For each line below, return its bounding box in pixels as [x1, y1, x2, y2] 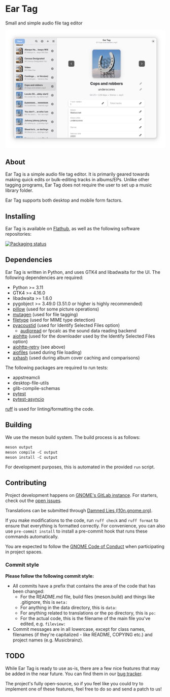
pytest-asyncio [12, 396, 45, 402]
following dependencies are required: [5, 274, 84, 281]
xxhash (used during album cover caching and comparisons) [12, 354, 140, 360]
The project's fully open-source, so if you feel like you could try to [5, 680, 144, 686]
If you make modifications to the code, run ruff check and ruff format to [5, 517, 159, 523]
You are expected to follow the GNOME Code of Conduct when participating [5, 543, 165, 549]
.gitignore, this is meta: [20, 599, 68, 605]
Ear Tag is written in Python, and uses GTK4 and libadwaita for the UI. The [5, 269, 161, 275]
